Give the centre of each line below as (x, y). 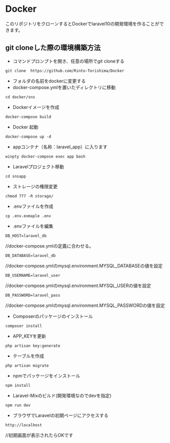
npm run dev (18, 405)
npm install (18, 385)
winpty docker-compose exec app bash (45, 157)
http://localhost (24, 425)
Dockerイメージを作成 (36, 107)
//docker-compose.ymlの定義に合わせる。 (50, 246)
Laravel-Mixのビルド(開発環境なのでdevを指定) (62, 395)
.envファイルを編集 (33, 226)
